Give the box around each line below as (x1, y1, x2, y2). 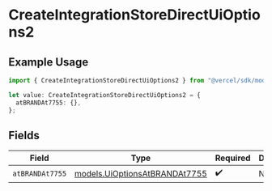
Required (215, 152, 251, 163)
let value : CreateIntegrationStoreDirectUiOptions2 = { (8, 91, 201, 99)
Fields (8, 128, 40, 142)
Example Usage (8, 55, 89, 69)
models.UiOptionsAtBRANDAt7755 (74, 168, 208, 179)
